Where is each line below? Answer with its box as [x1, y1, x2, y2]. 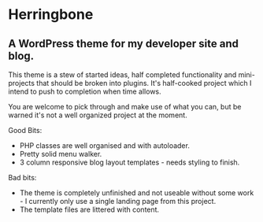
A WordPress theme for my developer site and [8, 37, 239, 50]
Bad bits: [8, 173, 37, 182]
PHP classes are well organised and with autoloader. [19, 141, 191, 150]
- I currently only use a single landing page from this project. [19, 197, 217, 205]
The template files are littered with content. [19, 205, 160, 214]
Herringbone [8, 6, 94, 24]
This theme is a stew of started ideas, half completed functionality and [8, 70, 237, 80]
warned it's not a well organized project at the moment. [8, 110, 187, 120]
